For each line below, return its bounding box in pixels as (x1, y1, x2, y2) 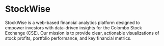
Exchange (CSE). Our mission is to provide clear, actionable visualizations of (5, 30, 160, 36)
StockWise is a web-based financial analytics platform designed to (5, 20, 140, 25)
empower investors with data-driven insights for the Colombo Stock (5, 24, 142, 30)
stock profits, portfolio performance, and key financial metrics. (5, 35, 132, 41)
